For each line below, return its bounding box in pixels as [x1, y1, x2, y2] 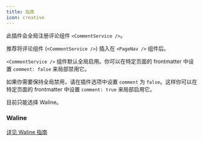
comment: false [13, 66, 52, 73]
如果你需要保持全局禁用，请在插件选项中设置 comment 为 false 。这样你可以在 [6, 78, 198, 85]
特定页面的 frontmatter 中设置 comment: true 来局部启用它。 [6, 85, 156, 93]
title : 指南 [6, 8, 35, 15]
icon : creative [6, 15, 45, 21]
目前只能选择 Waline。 [6, 98, 62, 106]
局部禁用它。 [58, 65, 90, 73]
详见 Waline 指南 [6, 128, 48, 136]
